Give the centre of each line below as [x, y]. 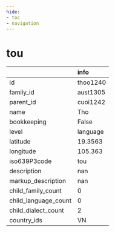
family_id [22, 93]
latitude [20, 142]
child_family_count [35, 191]
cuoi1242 [91, 102]
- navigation [23, 23]
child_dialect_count [37, 211]
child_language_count [40, 201]
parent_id [23, 102]
